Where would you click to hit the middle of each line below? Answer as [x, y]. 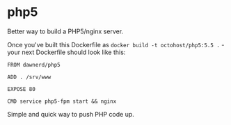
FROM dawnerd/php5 [34, 65]
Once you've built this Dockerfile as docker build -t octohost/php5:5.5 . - [116, 44]
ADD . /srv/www [29, 77]
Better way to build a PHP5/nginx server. [65, 31]
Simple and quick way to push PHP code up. [71, 114]
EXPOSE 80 [22, 89]
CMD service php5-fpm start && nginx [62, 101]
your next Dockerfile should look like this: [66, 52]
